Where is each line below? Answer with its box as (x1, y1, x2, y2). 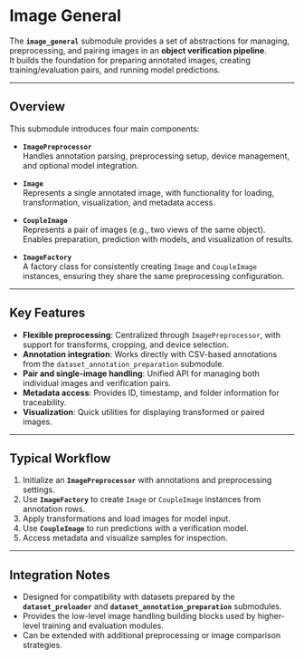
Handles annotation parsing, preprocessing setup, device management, (22, 150, 290, 161)
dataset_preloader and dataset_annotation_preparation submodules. (22, 601, 282, 612)
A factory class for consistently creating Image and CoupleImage (22, 260, 258, 272)
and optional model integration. (22, 160, 139, 170)
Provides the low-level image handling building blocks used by (22, 611, 256, 622)
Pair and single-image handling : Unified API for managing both (22, 368, 261, 379)
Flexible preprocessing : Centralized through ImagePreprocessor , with (22, 329, 281, 340)
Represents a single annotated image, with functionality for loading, (22, 187, 275, 198)
